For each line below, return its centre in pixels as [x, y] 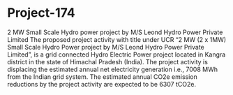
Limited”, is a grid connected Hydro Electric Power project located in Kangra [116, 54]
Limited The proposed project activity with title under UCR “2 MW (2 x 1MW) [117, 39]
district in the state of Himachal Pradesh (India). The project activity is [107, 61]
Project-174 [41, 13]
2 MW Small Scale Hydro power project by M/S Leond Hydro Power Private [115, 32]
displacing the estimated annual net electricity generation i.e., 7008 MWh [113, 69]
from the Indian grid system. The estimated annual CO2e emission [102, 76]
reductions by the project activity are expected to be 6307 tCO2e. [102, 84]
